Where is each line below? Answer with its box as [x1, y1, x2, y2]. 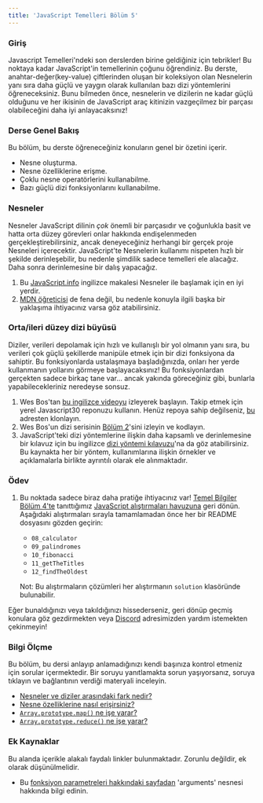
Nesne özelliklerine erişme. [19, 167, 108, 176]
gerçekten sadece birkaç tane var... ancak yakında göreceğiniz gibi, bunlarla [8, 373, 255, 383]
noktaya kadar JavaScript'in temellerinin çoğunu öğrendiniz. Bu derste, [8, 64, 238, 73]
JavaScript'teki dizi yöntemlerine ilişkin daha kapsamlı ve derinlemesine [19, 430, 252, 440]
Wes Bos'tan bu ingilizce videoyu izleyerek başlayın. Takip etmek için [19, 397, 243, 406]
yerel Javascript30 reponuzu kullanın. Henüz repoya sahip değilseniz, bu [19, 405, 255, 415]
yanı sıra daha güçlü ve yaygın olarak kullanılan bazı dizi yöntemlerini [8, 80, 231, 90]
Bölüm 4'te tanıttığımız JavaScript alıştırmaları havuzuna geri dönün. [19, 501, 241, 511]
